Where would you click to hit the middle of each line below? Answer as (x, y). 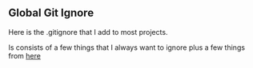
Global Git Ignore (51, 13)
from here (25, 55)
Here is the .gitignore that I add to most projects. (88, 32)
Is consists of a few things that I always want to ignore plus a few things (127, 47)
